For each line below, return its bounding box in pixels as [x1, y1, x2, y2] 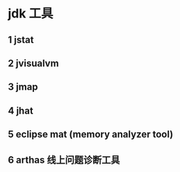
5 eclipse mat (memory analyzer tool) [8, 129, 174, 141]
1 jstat [8, 33, 34, 45]
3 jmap [8, 81, 38, 93]
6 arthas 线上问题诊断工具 [8, 154, 120, 166]
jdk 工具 [8, 6, 54, 22]
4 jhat [8, 104, 33, 116]
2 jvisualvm [8, 57, 59, 69]
